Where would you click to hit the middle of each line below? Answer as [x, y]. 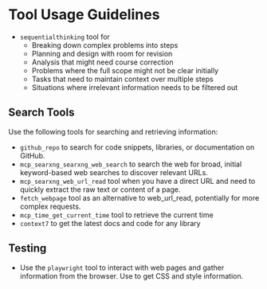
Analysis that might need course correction [102, 62]
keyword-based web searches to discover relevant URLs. [114, 172]
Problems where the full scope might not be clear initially [125, 70]
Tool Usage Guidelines [84, 15]
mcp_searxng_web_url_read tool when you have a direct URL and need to [137, 181]
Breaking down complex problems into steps [105, 45]
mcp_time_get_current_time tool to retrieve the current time [116, 215]
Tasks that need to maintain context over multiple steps [122, 79]
